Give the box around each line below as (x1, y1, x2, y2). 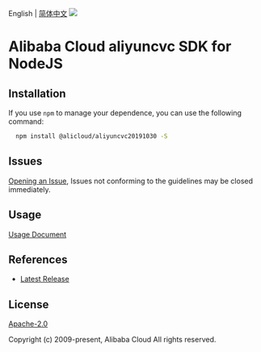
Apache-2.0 (8, 319, 48, 329)
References (8, 253, 68, 266)
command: (8, 117, 44, 126)
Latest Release (19, 274, 70, 284)
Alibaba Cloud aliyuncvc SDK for (8, 37, 232, 56)
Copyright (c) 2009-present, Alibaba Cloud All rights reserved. (8, 335, 217, 345)
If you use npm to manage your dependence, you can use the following (8, 108, 242, 117)
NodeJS (8, 55, 63, 73)
